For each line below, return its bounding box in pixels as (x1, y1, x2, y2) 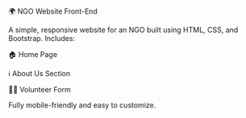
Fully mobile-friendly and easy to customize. (8, 100, 156, 110)
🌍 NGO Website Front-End (8, 6, 98, 16)
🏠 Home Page (8, 50, 58, 59)
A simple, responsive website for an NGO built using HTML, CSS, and (8, 25, 239, 35)
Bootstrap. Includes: (8, 34, 75, 43)
